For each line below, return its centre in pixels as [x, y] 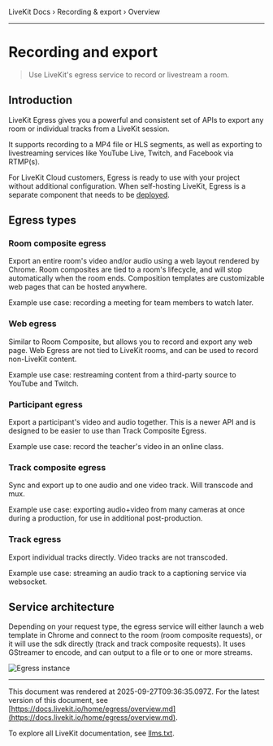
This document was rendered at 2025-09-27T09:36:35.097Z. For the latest [134, 691]
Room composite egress [57, 243]
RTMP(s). [24, 161]
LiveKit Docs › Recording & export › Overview [84, 12]
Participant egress [45, 404]
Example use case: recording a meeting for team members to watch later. [131, 303]
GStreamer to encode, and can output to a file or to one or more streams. [131, 652]
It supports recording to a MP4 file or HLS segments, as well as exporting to [135, 144]
